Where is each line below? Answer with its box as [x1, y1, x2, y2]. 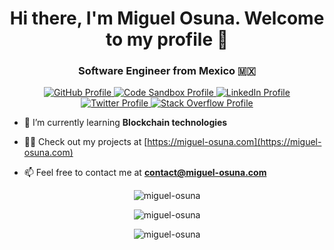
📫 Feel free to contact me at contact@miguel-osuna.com [23, 167, 267, 179]
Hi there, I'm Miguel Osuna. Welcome [9, 7, 325, 30]
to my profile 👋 [105, 28, 229, 51]
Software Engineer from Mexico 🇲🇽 [78, 64, 256, 78]
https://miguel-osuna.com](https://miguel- [147, 136, 322, 148]
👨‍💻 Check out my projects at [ [23, 136, 148, 148]
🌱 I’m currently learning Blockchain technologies [23, 117, 228, 129]
